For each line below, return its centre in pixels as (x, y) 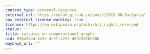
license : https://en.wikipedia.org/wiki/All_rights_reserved (72, 24)
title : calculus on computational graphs (50, 34)
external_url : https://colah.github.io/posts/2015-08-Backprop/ (75, 15)
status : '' (17, 29)
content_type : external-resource (41, 10)
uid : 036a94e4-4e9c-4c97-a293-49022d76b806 (52, 39)
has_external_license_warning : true (44, 20)
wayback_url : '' (23, 44)
